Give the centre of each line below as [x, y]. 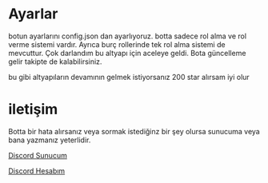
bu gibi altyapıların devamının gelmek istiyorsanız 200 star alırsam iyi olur [129, 77]
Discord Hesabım [37, 171]
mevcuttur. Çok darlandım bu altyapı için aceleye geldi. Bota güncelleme [127, 53]
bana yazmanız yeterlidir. [50, 140]
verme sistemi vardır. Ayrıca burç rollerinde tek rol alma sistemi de [117, 44]
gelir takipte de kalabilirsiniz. [55, 62]
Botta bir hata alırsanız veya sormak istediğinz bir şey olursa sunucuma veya [134, 131]
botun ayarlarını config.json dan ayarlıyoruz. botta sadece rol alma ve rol [127, 36]
